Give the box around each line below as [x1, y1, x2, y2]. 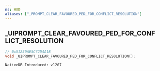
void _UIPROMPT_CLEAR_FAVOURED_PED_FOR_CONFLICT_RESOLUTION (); [5, 54, 136, 59]
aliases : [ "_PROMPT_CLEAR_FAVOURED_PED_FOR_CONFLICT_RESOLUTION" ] [5, 12, 142, 16]
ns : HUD [5, 7, 21, 12]
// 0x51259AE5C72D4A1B [5, 49, 51, 54]
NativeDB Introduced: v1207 [5, 63, 62, 68]
